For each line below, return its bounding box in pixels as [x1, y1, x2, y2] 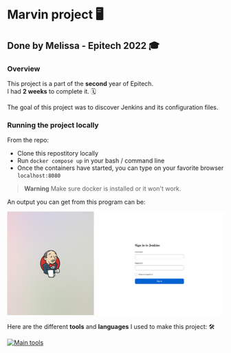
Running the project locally [7, 120, 99, 129]
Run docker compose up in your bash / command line [16, 157, 165, 165]
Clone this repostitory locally [16, 149, 98, 158]
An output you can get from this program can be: [7, 198, 146, 206]
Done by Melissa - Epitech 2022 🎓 [7, 40, 160, 52]
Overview [7, 64, 41, 74]
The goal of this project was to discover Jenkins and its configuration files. [7, 103, 219, 111]
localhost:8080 [16, 173, 61, 180]
